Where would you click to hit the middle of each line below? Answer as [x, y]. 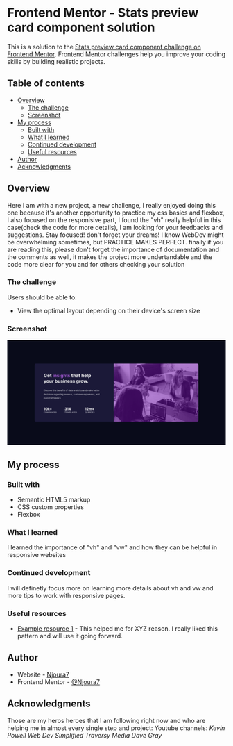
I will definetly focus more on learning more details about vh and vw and [110, 588]
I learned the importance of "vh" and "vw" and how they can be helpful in [112, 547]
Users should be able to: [42, 297]
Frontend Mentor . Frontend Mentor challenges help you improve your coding [116, 54]
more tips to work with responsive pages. [66, 595]
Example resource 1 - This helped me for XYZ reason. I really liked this [118, 628]
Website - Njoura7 [43, 674]
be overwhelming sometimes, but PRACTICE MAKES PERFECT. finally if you [115, 242]
